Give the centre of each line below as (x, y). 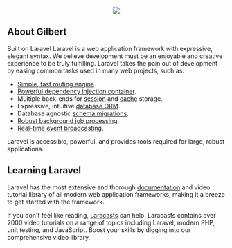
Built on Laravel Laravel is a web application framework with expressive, (110, 48)
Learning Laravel (44, 170)
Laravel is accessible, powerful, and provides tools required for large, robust (116, 141)
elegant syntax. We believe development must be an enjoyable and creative (115, 56)
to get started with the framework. (56, 202)
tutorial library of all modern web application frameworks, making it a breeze (116, 194)
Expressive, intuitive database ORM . (69, 106)
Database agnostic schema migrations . (73, 113)
